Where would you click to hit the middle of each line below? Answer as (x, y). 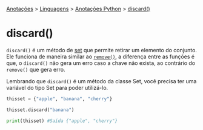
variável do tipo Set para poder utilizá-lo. (57, 87)
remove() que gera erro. (36, 69)
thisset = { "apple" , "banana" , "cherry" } (59, 99)
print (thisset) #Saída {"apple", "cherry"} (62, 121)
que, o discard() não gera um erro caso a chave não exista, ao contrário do (101, 63)
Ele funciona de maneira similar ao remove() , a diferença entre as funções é (101, 56)
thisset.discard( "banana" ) (40, 110)
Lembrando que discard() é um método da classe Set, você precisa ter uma (101, 81)
